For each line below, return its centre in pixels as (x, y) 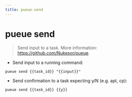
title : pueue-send (24, 10)
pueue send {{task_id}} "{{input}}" (43, 71)
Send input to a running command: (48, 63)
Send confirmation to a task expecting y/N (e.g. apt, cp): (70, 81)
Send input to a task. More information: (57, 48)
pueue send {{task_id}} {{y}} (36, 90)
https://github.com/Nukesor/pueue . (54, 53)
